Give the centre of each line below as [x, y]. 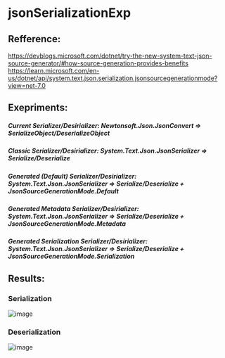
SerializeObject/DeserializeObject [59, 133]
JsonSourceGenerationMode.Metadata [67, 224]
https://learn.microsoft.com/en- [54, 71]
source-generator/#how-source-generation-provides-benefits [98, 63]
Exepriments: [38, 108]
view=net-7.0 [27, 85]
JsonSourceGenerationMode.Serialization [71, 256]
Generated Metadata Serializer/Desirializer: [73, 209]
